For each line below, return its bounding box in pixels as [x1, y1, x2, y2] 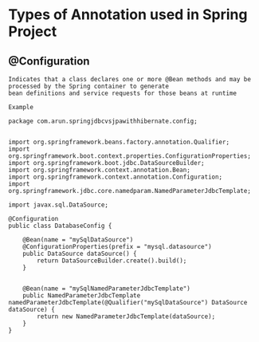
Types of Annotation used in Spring [8, 6, 248, 24]
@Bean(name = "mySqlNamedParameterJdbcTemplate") [22, 285, 191, 293]
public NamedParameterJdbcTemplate [22, 292, 141, 300]
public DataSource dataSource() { [22, 250, 137, 257]
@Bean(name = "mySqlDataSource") [22, 236, 134, 244]
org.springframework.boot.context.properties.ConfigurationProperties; [8, 152, 251, 160]
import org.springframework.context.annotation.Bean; [8, 166, 191, 174]
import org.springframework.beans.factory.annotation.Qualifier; [8, 138, 230, 146]
